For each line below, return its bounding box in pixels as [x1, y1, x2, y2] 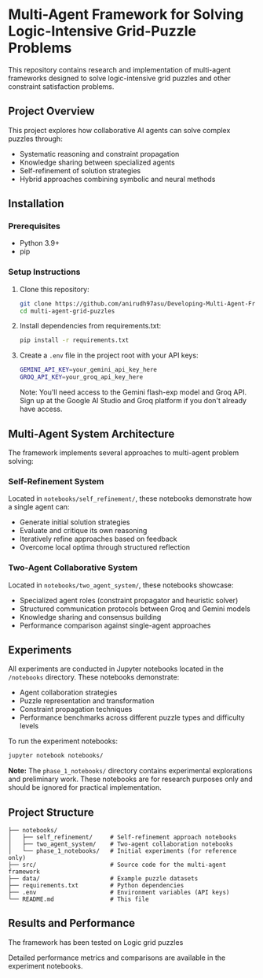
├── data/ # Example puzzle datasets [8, 875, 199, 883]
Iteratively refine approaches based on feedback [19, 534, 177, 544]
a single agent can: [8, 502, 70, 512]
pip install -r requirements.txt [19, 336, 130, 344]
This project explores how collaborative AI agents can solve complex [8, 125, 231, 135]
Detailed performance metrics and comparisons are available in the [8, 953, 226, 962]
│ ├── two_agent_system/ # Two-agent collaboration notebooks [8, 840, 234, 848]
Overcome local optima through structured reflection [19, 543, 191, 552]
